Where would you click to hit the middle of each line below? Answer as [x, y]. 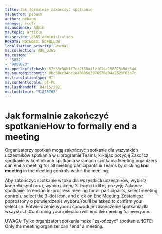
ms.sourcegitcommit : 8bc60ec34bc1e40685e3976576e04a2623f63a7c [71, 73]
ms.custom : [16, 55]
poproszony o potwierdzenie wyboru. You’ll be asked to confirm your [74, 201]
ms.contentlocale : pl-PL [30, 82]
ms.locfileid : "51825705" [31, 92]
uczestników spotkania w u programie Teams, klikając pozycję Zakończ [77, 155]
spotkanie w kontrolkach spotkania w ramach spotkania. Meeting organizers [81, 161]
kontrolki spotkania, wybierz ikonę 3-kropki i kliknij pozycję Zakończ [74, 186]
